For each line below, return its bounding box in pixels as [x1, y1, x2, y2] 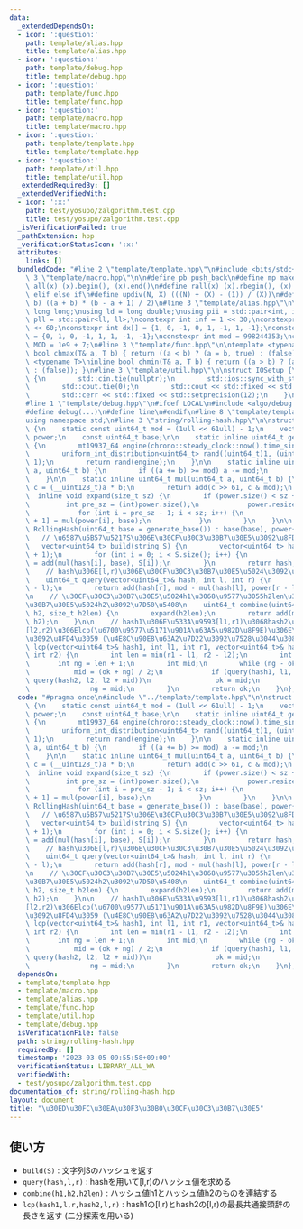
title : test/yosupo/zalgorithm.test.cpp [25, 214, 179, 224]
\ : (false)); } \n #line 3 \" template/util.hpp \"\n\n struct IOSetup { [25, 365, 293, 374]
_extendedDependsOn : [17, 22, 95, 31]
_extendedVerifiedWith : [17, 189, 106, 199]
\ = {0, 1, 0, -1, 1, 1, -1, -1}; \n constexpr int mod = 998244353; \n [25, 332, 293, 341]
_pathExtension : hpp [17, 231, 95, 240]
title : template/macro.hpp [25, 123, 127, 132]
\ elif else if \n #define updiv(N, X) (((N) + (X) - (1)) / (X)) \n [25, 290, 280, 299]
